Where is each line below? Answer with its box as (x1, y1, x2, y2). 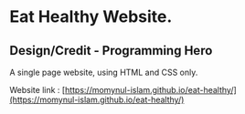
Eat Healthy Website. (9, 6, 173, 27)
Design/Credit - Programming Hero (9, 43, 213, 58)
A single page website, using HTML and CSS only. (9, 67, 198, 78)
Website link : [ (9, 85, 66, 95)
